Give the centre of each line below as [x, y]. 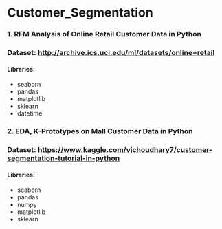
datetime [30, 113]
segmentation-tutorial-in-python [64, 158]
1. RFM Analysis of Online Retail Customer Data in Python [104, 34]
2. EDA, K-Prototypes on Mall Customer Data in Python [100, 131]
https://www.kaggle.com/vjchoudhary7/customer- [125, 150]
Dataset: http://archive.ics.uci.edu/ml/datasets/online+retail [111, 53]
